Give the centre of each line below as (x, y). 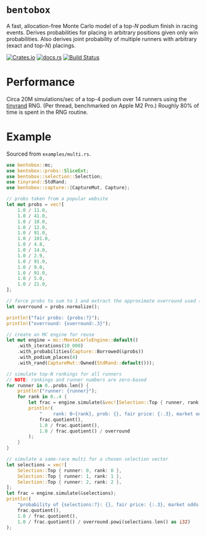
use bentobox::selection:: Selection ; (55, 176)
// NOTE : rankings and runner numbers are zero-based (77, 380)
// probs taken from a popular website (57, 199)
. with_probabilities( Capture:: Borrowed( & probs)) (81, 352)
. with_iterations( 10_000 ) (51, 346)
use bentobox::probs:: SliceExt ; (48, 171)
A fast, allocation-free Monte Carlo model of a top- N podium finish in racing (102, 26)
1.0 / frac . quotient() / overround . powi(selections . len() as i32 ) (104, 522)
